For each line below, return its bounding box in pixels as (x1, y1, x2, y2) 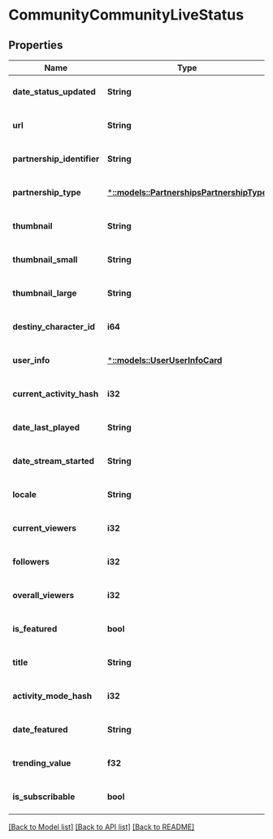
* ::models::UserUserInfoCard (106, 355, 223, 365)
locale (12, 489, 37, 500)
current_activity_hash (12, 388, 99, 400)
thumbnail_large (12, 287, 77, 299)
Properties (8, 38, 63, 52)
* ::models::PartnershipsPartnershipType (106, 187, 267, 198)
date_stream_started (12, 456, 95, 466)
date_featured (12, 724, 68, 735)
